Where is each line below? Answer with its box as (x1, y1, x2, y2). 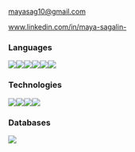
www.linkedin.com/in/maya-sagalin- (8, 22, 127, 31)
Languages (8, 41, 53, 53)
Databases (8, 117, 51, 128)
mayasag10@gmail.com (8, 7, 86, 16)
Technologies (8, 80, 62, 91)
